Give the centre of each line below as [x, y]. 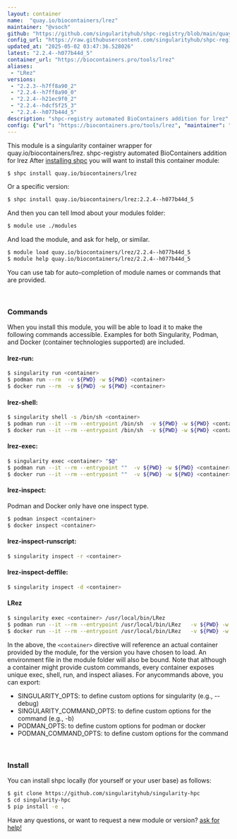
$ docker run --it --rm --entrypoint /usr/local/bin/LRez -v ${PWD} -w [118, 631]
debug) [28, 703]
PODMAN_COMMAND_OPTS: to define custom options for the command [123, 733]
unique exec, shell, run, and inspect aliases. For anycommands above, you [115, 675]
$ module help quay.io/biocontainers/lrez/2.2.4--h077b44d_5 [99, 259]
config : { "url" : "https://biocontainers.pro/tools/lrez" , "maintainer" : [116, 125]
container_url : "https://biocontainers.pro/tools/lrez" [91, 60]
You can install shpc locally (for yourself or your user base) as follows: [109, 780]
